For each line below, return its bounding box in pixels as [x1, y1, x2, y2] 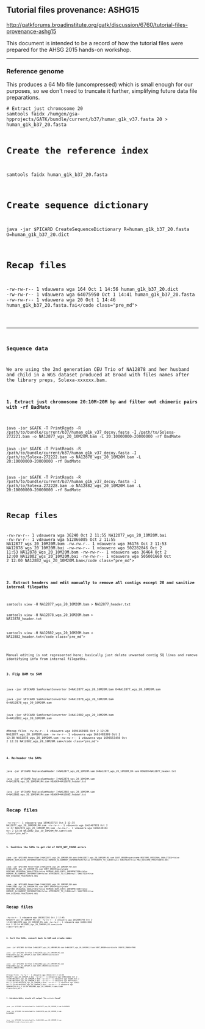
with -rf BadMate [6, 404, 51, 410]
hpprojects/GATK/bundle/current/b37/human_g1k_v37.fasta [6, 116, 154, 123]
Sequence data [6, 345, 48, 352]
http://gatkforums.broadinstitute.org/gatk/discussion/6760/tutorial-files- [6, 21, 188, 28]
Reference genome [6, 67, 64, 75]
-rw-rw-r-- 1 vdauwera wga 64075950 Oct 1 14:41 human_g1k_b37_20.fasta [6, 291, 195, 298]
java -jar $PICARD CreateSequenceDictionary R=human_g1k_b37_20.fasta [6, 226, 190, 233]
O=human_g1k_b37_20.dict [6, 232, 70, 238]
